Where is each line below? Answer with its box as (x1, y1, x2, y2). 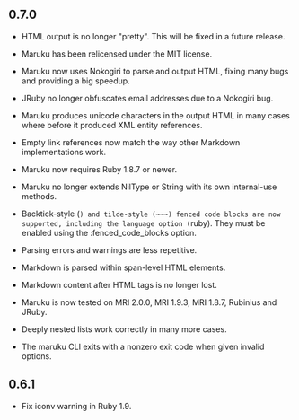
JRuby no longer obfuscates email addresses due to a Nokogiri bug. (21, 92, 274, 103)
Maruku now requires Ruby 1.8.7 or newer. (21, 163, 177, 174)
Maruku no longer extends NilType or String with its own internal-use (21, 181, 277, 192)
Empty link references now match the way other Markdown (21, 136, 241, 147)
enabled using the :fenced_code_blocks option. (21, 227, 197, 238)
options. (21, 350, 52, 362)
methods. (21, 190, 57, 201)
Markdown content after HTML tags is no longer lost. (21, 279, 217, 290)
